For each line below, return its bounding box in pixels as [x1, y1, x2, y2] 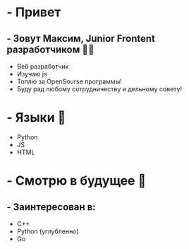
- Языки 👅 [6, 110, 66, 126]
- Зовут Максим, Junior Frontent [6, 33, 156, 45]
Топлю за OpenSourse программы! [16, 77, 122, 86]
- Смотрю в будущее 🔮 [6, 173, 147, 189]
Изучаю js [16, 70, 47, 78]
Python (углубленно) [16, 227, 79, 236]
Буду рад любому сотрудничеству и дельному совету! [16, 85, 183, 93]
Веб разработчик [16, 62, 69, 71]
